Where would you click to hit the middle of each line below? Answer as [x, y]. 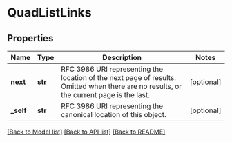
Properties [30, 38]
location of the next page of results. [119, 78]
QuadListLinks [49, 13]
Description [122, 58]
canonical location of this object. [114, 115]
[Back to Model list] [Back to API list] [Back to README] [86, 132]
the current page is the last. [105, 95]
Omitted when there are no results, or [122, 86]
